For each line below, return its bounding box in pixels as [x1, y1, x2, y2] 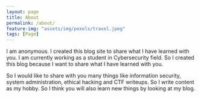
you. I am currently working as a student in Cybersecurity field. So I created [6, 54, 194, 61]
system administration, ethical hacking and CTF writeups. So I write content [6, 79, 194, 86]
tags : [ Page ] [6, 31, 39, 37]
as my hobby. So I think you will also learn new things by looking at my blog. [6, 85, 196, 92]
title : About [6, 14, 39, 20]
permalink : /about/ [6, 20, 56, 26]
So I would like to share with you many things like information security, [6, 72, 181, 79]
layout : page [6, 8, 39, 15]
